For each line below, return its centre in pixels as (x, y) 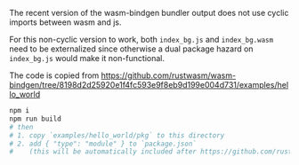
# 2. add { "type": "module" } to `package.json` (103, 144)
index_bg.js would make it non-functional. (87, 58)
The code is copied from (54, 75)
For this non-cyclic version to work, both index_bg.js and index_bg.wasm (141, 39)
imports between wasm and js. (65, 22)
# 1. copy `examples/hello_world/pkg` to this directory (117, 135)
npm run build (36, 119)
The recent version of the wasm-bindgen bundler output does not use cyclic (149, 13)
